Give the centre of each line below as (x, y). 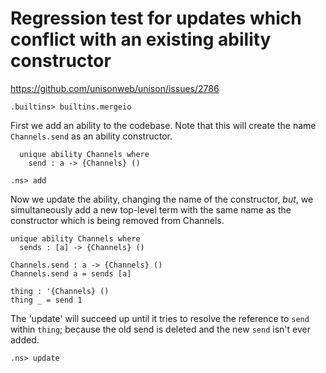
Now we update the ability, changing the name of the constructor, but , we (162, 199)
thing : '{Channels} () (60, 291)
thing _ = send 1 (46, 300)
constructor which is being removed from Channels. (117, 220)
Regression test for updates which (156, 18)
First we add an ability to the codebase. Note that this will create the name (163, 125)
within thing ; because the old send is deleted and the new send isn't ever (160, 329)
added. (25, 339)
